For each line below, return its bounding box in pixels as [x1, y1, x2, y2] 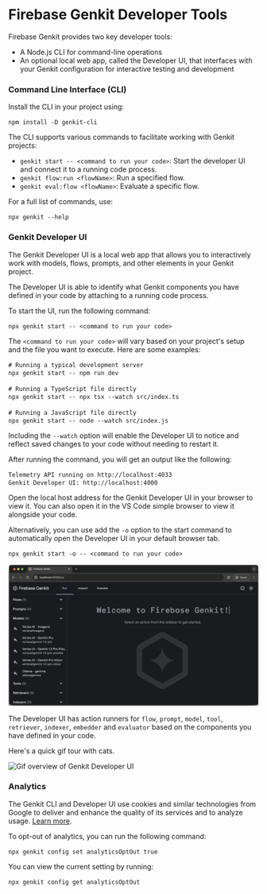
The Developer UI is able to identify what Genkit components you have [8, 282, 240, 292]
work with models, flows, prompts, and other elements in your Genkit [8, 258, 234, 268]
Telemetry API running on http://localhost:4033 [8, 470, 172, 478]
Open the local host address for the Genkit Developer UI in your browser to [8, 493, 253, 502]
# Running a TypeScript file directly [8, 385, 137, 393]
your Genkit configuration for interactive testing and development [19, 64, 234, 73]
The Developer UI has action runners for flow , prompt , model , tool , [8, 714, 224, 723]
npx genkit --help [8, 213, 69, 222]
